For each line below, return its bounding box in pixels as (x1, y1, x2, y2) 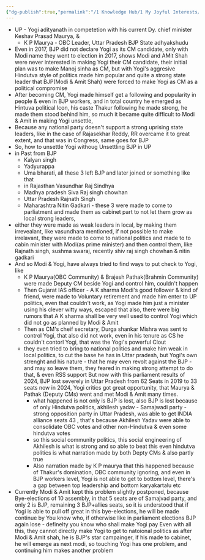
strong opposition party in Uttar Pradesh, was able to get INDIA (32, 410, 192, 417)
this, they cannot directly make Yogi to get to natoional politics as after (14, 527, 192, 534)
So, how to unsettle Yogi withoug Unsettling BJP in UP (14, 143, 152, 150)
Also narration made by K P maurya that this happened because (32, 462, 194, 469)
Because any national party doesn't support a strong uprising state (14, 123, 184, 131)
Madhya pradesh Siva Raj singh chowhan (23, 188, 128, 196)
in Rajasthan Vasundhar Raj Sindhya (23, 182, 114, 189)
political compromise (14, 84, 68, 92)
